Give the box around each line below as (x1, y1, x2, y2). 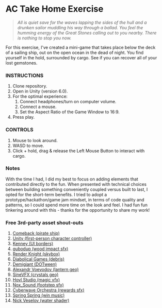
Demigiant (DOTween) (12, 261, 57, 267)
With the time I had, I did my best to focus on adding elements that (5, 176, 139, 182)
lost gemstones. (5, 60, 38, 66)
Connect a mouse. (19, 104, 57, 110)
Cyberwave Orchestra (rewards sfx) (12, 287, 84, 293)
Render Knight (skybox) (12, 251, 60, 257)
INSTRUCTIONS (5, 72, 44, 79)
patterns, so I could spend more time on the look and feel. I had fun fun (5, 202, 148, 208)
